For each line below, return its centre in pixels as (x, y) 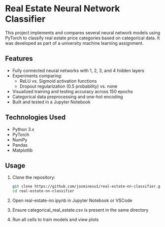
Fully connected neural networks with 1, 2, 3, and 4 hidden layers (78, 70)
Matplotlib (22, 150)
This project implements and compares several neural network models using (83, 32)
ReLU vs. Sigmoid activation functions (58, 81)
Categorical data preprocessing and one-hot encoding (67, 97)
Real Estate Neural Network (63, 9)
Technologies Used (35, 117)
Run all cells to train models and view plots (55, 220)
